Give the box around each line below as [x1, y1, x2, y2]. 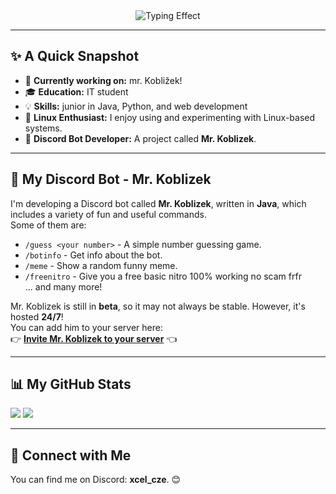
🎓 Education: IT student [24, 85, 129, 98]
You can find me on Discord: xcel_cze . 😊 [10, 474, 182, 486]
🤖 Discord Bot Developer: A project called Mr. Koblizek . [24, 132, 257, 144]
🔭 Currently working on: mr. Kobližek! [24, 74, 183, 86]
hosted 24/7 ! [10, 310, 64, 323]
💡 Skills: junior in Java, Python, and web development [24, 100, 248, 112]
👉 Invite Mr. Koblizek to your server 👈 [10, 332, 178, 344]
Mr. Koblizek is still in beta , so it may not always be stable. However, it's [10, 300, 306, 312]
